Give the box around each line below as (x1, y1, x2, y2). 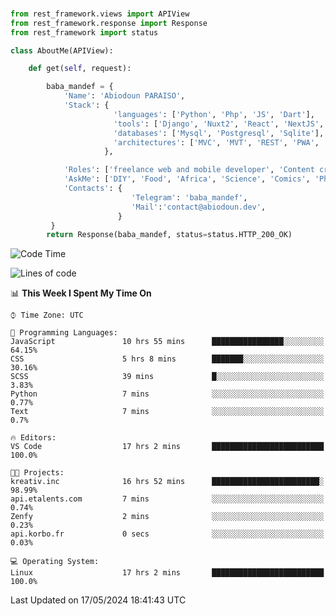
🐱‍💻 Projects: (10, 468, 65, 478)
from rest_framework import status (10, 27, 159, 38)
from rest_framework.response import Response (10, 18, 208, 28)
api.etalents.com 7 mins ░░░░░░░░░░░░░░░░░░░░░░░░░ (10, 494, 325, 504)
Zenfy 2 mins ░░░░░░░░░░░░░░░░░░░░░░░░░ (10, 512, 325, 522)
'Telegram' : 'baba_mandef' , (131, 192, 248, 203)
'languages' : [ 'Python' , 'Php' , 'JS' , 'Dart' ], (113, 109, 315, 119)
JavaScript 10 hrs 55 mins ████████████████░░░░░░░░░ (10, 337, 325, 347)
